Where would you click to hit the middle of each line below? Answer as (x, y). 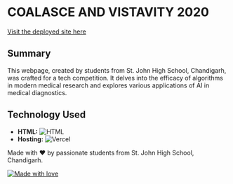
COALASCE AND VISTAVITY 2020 (108, 12)
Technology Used (47, 115)
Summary (29, 54)
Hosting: (30, 139)
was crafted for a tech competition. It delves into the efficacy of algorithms (115, 78)
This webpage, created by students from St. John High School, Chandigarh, (117, 70)
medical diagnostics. (37, 92)
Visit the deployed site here (47, 31)
